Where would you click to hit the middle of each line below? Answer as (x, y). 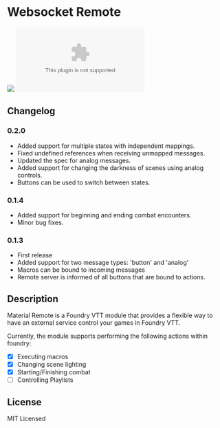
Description (33, 299)
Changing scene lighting (52, 365)
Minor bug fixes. (40, 222)
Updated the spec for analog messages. (74, 160)
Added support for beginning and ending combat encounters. (104, 215)
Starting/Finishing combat (54, 372)
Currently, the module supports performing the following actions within (108, 336)
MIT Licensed (26, 419)
